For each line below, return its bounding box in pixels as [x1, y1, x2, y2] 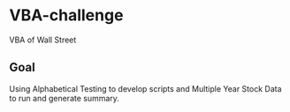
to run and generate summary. [9, 93, 119, 103]
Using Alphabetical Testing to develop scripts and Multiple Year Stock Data [9, 83, 282, 93]
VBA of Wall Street [9, 34, 77, 45]
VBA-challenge [9, 5, 124, 26]
